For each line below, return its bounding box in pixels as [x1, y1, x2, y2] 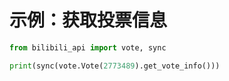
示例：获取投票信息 [9, 9, 168, 32]
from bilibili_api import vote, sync [9, 42, 167, 53]
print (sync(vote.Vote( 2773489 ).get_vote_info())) [9, 61, 221, 71]
